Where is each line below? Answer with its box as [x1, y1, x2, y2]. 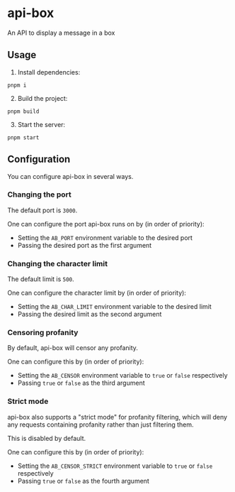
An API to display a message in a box [7, 28, 115, 37]
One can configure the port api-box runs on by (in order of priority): [7, 219, 205, 228]
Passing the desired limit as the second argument [17, 310, 162, 319]
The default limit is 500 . [7, 275, 74, 283]
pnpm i [7, 82, 27, 89]
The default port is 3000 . [7, 206, 78, 214]
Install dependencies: [17, 67, 81, 76]
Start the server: [17, 120, 66, 129]
